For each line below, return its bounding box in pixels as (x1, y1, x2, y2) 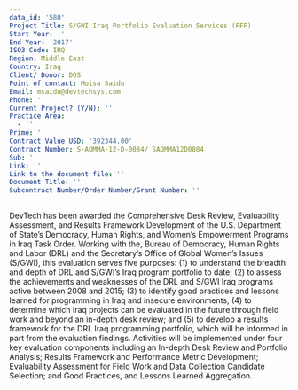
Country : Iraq (9, 63, 62, 72)
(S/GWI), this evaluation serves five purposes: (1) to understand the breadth (9, 258, 286, 268)
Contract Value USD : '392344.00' (9, 136, 133, 145)
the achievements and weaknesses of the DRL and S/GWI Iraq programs (9, 277, 273, 286)
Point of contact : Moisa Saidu (9, 79, 125, 88)
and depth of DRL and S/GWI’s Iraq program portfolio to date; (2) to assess (9, 267, 282, 277)
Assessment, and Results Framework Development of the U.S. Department (9, 220, 282, 230)
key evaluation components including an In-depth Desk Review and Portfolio (9, 342, 288, 353)
